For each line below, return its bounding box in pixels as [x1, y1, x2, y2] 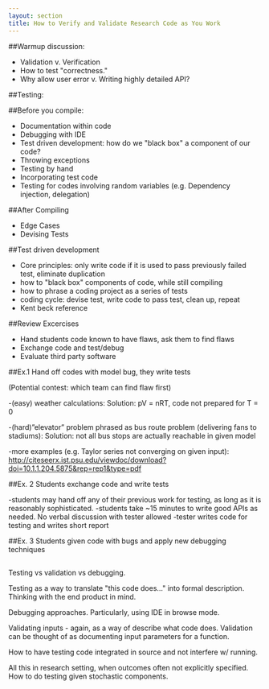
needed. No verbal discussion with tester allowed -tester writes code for [8, 512, 248, 522]
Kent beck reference [19, 303, 88, 312]
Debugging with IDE [19, 130, 87, 139]
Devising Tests [19, 229, 69, 238]
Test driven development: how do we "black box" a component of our [19, 138, 251, 147]
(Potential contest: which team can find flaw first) [8, 382, 172, 392]
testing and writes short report [8, 520, 109, 530]
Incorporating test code [19, 172, 99, 182]
